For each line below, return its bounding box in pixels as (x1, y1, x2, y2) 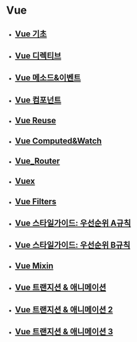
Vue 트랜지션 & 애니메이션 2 (14, 305, 113, 315)
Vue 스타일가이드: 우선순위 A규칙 (14, 218, 131, 228)
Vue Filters (14, 196, 57, 206)
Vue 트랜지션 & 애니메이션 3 (14, 327, 113, 337)
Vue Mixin (14, 261, 54, 271)
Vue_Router (14, 156, 60, 166)
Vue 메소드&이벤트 (14, 73, 82, 83)
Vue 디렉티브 (14, 51, 61, 61)
